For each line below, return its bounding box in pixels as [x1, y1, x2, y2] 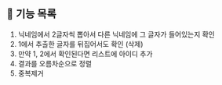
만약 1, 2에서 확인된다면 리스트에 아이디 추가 [17, 49, 153, 58]
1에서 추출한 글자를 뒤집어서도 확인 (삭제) [17, 39, 144, 48]
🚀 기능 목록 [6, 7, 57, 21]
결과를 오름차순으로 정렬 [17, 58, 93, 68]
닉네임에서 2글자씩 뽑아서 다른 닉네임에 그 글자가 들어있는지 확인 [17, 30, 216, 39]
